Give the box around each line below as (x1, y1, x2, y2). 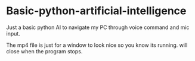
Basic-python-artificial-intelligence (6, 4, 187, 18)
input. (6, 30, 21, 37)
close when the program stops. (6, 47, 83, 54)
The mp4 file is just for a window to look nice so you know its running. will (6, 41, 188, 49)
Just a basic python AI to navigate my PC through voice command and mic (6, 24, 190, 31)
